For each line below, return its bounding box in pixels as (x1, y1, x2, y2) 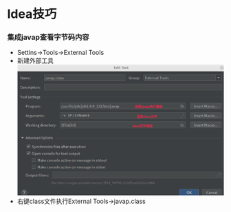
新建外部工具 (16, 56, 54, 65)
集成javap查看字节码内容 (7, 32, 89, 42)
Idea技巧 (7, 6, 57, 22)
